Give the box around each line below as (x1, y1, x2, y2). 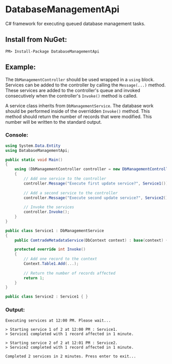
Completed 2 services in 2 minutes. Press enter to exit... (5, 354, 137, 359)
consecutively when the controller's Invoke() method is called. (5, 93, 138, 99)
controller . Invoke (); (24, 210, 70, 215)
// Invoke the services (24, 204, 74, 210)
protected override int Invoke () (14, 247, 86, 252)
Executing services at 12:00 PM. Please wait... (5, 318, 111, 323)
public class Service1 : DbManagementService (5, 228, 104, 233)
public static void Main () (5, 157, 63, 162)
